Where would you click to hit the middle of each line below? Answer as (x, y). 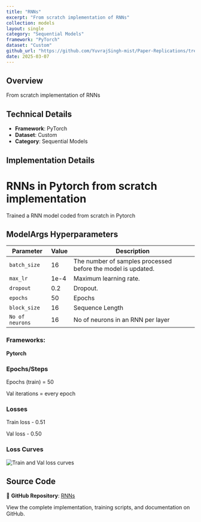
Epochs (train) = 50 (30, 381)
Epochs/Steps (27, 369)
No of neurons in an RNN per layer (122, 320)
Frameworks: (26, 340)
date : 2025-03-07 (28, 56)
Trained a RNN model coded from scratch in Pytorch (71, 215)
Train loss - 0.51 (26, 422)
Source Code (31, 481)
